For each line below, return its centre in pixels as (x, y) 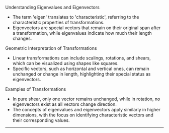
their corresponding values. (41, 120)
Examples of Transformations (36, 89)
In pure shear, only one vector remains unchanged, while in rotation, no (86, 99)
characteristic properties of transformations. (58, 22)
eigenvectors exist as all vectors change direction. (65, 104)
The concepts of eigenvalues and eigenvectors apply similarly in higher (87, 110)
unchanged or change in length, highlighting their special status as (81, 74)
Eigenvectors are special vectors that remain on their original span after (87, 28)
